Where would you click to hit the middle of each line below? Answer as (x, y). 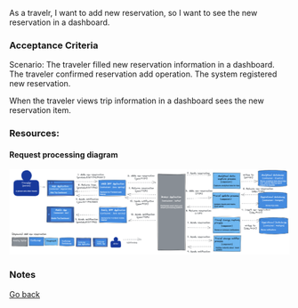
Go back (25, 294)
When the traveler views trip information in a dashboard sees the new (137, 101)
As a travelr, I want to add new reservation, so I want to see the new (133, 13)
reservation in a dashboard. (60, 22)
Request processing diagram (64, 154)
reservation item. (40, 110)
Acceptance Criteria (54, 45)
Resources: (34, 134)
